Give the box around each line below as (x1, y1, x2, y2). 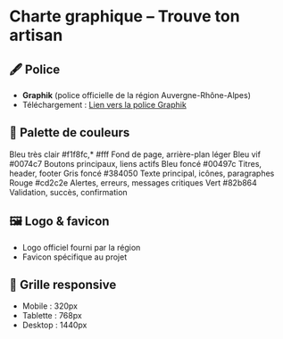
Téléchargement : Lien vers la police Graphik (21, 100, 187, 110)
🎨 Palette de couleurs (9, 125, 130, 140)
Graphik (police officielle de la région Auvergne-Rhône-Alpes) (21, 90, 252, 100)
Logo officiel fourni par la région (21, 242, 141, 252)
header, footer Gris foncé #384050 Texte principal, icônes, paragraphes (9, 168, 275, 178)
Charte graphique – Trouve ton (9, 6, 240, 27)
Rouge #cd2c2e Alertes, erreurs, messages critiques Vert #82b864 (9, 177, 257, 188)
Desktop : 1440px (21, 319, 87, 331)
